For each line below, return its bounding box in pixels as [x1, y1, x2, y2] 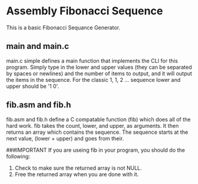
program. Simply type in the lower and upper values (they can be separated [6, 63, 192, 70]
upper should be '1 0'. [6, 82, 60, 90]
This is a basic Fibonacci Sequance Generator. [6, 24, 120, 31]
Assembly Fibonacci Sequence [6, 4, 163, 18]
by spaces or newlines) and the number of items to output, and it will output [6, 70, 193, 77]
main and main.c [6, 41, 70, 51]
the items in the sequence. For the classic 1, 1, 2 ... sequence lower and [6, 76, 181, 83]
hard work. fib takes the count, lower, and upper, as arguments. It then [6, 122, 179, 129]
